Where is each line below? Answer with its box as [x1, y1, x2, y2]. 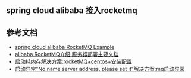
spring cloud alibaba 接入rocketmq [6, 5, 138, 16]
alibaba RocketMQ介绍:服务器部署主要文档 [14, 51, 119, 58]
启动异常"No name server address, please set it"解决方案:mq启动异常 [14, 66, 185, 73]
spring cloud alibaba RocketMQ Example [14, 44, 115, 51]
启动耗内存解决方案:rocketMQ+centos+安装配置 [14, 58, 132, 65]
